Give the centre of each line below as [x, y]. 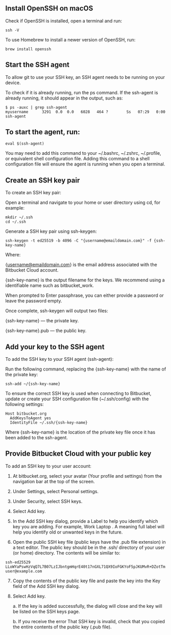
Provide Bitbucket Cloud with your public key [78, 454]
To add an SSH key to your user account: [48, 466]
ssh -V [12, 30]
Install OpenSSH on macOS [49, 8]
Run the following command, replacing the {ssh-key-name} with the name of [86, 369]
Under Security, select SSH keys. [47, 501]
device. [13, 83]
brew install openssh [28, 49]
